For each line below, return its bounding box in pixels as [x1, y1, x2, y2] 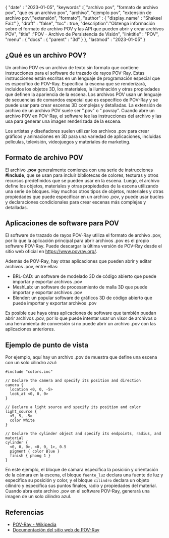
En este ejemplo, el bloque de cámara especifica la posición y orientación [5, 467, 158, 473]
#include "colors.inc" [5, 369, 53, 374]
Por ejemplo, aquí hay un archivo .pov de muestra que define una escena [5, 354, 157, 360]
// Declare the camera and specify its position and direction [5, 378, 141, 383]
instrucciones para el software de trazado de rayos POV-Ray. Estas [5, 70, 145, 76]
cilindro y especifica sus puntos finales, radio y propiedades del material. [5, 482, 157, 489]
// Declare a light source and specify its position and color [5, 405, 141, 410]
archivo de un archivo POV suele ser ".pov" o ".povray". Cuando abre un [5, 107, 155, 113]
